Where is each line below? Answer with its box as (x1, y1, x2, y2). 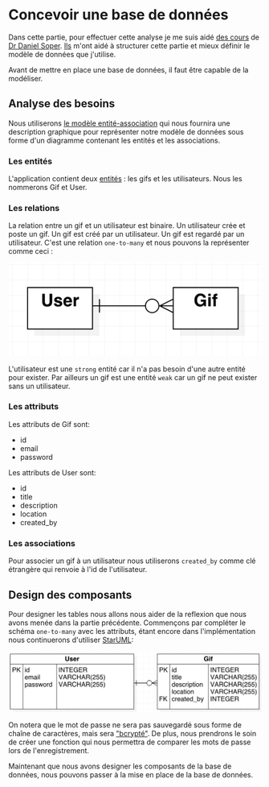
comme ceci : (8, 246, 54, 256)
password (19, 452, 54, 462)
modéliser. (8, 73, 43, 83)
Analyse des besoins (8, 97, 116, 110)
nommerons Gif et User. (8, 183, 88, 193)
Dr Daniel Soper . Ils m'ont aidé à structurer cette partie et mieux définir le (8, 40, 251, 50)
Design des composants (8, 588, 132, 602)
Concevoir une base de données (8, 6, 229, 24)
